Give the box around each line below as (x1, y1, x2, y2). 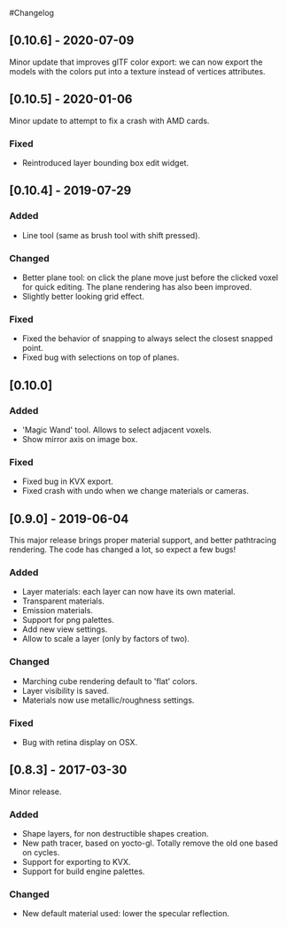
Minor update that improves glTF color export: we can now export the (9, 57, 263, 67)
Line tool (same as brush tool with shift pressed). (21, 230, 201, 240)
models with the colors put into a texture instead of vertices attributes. (9, 66, 266, 76)
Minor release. (9, 786, 62, 797)
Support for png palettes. (21, 615, 115, 626)
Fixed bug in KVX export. (21, 476, 113, 487)
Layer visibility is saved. (21, 685, 109, 696)
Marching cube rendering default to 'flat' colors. (21, 675, 198, 686)
